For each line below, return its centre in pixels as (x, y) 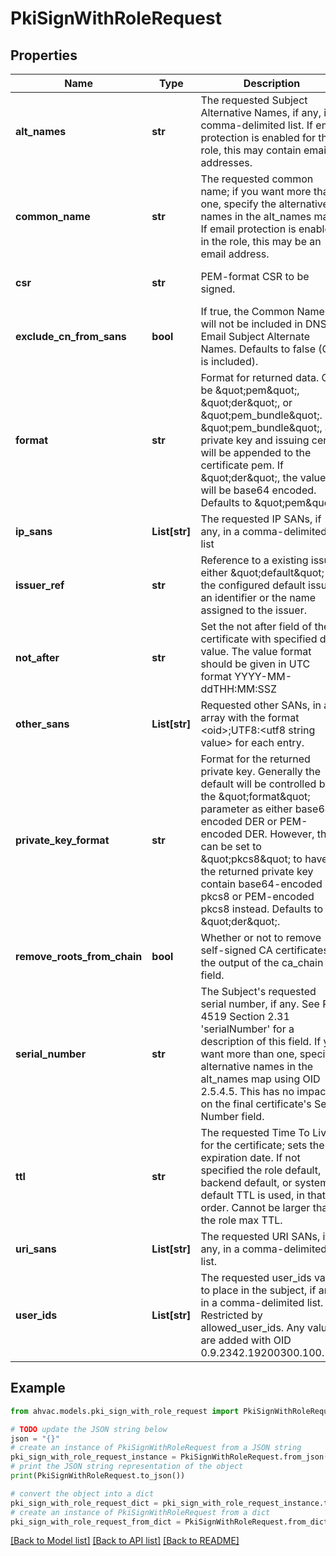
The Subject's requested (258, 991)
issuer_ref (40, 585)
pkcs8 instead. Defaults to (262, 909)
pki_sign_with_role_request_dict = (84, 1503)
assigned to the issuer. (253, 610)
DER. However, (279, 834)
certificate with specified (259, 639)
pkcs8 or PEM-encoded (257, 896)
